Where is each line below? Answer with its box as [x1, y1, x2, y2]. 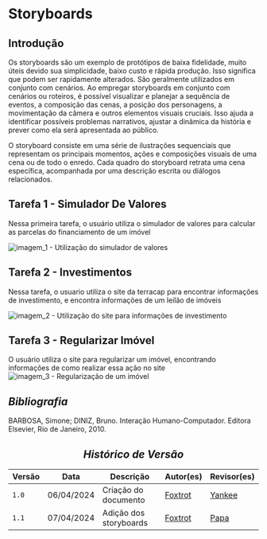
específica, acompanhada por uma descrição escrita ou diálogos [8, 166, 221, 175]
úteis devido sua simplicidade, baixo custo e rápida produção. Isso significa [8, 66, 256, 76]
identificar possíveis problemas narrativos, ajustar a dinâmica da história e [8, 117, 252, 126]
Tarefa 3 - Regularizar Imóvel [8, 334, 155, 347]
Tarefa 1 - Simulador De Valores [8, 197, 167, 211]
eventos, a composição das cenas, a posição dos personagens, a [8, 100, 222, 109]
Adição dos [102, 507, 145, 518]
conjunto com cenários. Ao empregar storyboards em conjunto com [8, 83, 230, 92]
